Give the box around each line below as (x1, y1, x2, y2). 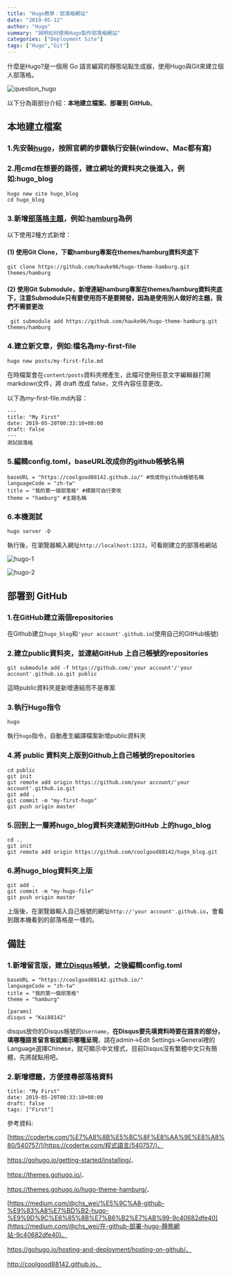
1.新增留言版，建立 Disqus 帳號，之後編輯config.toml (7, 960, 182, 970)
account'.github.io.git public (7, 671, 97, 678)
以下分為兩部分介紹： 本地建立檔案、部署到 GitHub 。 (7, 99, 157, 107)
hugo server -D (7, 528, 51, 535)
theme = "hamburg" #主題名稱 (7, 494, 87, 501)
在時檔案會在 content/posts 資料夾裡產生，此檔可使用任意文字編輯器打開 (7, 371, 211, 379)
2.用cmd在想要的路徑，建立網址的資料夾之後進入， (7, 164, 178, 174)
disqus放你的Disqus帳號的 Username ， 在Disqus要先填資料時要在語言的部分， (7, 1027, 224, 1036)
